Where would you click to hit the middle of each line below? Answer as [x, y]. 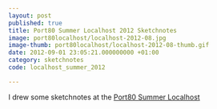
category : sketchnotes [46, 60]
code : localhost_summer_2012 [57, 68]
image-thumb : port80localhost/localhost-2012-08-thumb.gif [109, 45]
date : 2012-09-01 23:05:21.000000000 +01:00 [84, 53]
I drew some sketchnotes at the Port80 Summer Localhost [104, 97]
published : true [35, 23]
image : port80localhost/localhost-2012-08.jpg [87, 38]
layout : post [30, 16]
